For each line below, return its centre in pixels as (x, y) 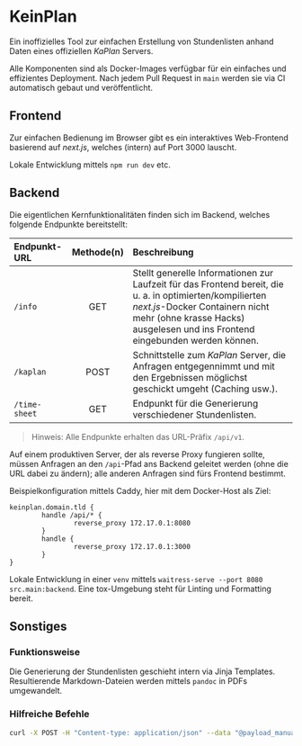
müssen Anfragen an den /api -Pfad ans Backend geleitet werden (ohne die (149, 463)
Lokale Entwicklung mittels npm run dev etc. (90, 165)
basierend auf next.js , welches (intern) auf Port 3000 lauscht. (123, 147)
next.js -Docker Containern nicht (201, 306)
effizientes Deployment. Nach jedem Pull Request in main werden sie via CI (147, 77)
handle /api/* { (72, 515)
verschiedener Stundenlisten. (195, 414)
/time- (28, 404)
